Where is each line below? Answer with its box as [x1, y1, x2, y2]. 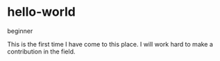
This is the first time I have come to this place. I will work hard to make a [7, 40, 214, 48]
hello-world [7, 4, 76, 20]
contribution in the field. [7, 47, 76, 56]
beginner [7, 27, 33, 35]
